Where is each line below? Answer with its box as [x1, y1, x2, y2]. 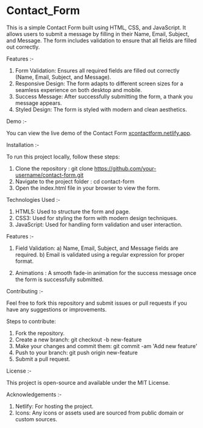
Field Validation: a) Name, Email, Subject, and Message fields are [15, 244, 179, 252]
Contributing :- [6, 287, 44, 294]
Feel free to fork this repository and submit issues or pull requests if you [6, 299, 187, 307]
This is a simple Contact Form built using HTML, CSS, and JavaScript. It [6, 24, 187, 31]
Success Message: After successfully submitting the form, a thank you [15, 93, 193, 100]
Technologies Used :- [6, 196, 61, 203]
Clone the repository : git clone [15, 165, 93, 172]
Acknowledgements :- [6, 391, 62, 398]
